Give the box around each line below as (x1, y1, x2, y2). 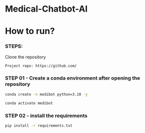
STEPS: (5, 43, 23, 50)
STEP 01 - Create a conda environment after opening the (5, 75, 141, 82)
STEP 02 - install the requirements (5, 112, 88, 119)
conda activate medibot (5, 100, 53, 105)
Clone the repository (5, 54, 46, 60)
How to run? (5, 26, 55, 37)
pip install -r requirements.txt (5, 123, 73, 128)
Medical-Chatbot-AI (5, 3, 88, 15)
